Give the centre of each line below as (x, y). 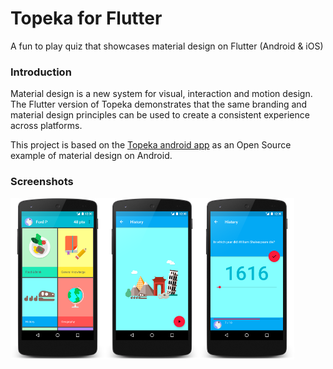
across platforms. (46, 126)
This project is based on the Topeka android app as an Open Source (151, 145)
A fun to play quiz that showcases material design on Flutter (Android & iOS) (167, 46)
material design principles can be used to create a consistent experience (160, 115)
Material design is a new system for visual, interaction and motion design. (161, 94)
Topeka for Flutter (86, 18)
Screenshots (42, 182)
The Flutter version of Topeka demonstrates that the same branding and (159, 104)
